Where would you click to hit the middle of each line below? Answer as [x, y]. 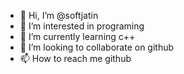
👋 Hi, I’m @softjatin [59, 15]
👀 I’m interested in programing [82, 26]
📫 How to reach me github [75, 58]
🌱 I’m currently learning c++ [77, 36]
